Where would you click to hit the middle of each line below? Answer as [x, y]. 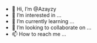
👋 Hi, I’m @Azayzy [34, 9]
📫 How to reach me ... [39, 34]
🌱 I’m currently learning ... [43, 21]
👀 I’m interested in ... [36, 15]
